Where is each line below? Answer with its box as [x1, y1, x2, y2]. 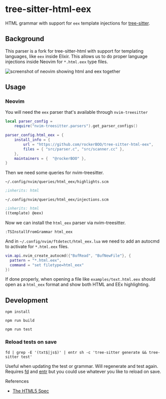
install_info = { [14, 137, 51, 142]
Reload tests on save [5, 338, 57, 345]
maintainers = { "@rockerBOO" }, [14, 156, 86, 161]
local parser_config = [5, 119, 53, 124]
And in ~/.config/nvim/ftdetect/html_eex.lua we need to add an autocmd [5, 238, 159, 244]
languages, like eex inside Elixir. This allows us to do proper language [5, 53, 148, 59]
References [5, 378, 29, 384]
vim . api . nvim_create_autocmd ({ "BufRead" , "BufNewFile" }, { [5, 253, 131, 258]
